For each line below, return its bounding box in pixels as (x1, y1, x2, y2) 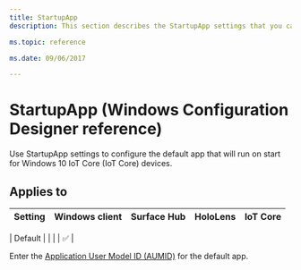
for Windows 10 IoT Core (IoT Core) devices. (9, 158, 173, 169)
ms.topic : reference (9, 38, 87, 46)
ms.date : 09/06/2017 (9, 54, 87, 63)
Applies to (9, 184, 68, 199)
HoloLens (193, 211, 236, 223)
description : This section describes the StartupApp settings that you (9, 21, 282, 30)
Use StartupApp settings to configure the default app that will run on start (9, 148, 280, 159)
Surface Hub (130, 211, 186, 223)
